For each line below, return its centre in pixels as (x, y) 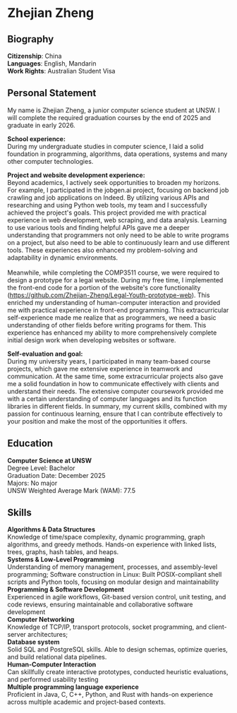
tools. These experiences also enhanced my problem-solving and (103, 250)
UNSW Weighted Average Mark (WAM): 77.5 (72, 490)
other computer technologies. (50, 161)
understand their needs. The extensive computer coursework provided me (115, 391)
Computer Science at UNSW (49, 460)
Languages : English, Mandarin (52, 64)
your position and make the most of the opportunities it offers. (97, 421)
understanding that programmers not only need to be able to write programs (118, 235)
